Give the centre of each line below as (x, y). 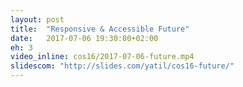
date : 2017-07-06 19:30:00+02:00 (84, 38)
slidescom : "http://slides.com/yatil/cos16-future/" (122, 66)
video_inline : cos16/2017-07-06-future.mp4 (102, 57)
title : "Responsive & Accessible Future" (100, 29)
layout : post (37, 19)
